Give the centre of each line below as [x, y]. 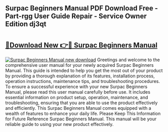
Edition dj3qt [26, 24]
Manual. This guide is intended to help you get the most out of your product [84, 71]
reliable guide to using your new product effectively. [59, 124]
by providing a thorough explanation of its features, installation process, [80, 76]
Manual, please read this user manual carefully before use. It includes [78, 92]
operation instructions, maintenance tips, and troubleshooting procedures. [83, 81]
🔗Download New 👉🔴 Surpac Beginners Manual [81, 45]
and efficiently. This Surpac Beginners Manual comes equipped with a [78, 108]
